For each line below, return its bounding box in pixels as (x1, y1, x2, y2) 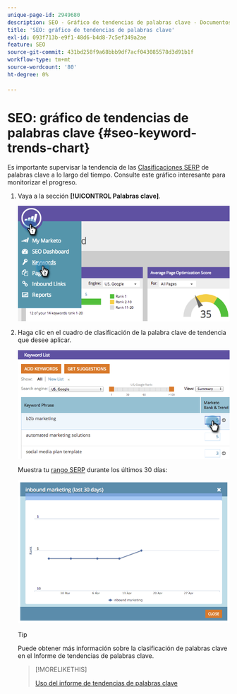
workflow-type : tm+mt (7, 57, 71, 64)
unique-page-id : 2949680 (7, 11, 80, 18)
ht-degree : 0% (7, 71, 49, 78)
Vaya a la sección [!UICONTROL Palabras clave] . (17, 192, 161, 201)
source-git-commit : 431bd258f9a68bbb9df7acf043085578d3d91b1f (7, 49, 194, 56)
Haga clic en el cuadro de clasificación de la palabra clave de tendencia (17, 328, 227, 336)
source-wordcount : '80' (7, 64, 78, 71)
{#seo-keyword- (97, 124, 197, 141)
